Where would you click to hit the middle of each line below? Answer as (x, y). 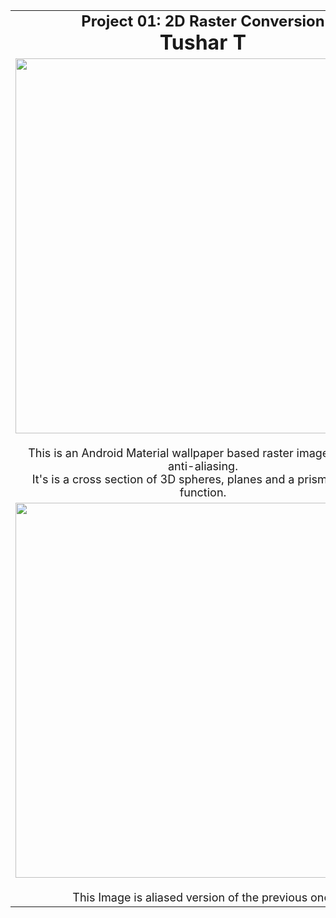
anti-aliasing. (203, 466)
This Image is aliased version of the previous (190, 897)
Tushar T (203, 42)
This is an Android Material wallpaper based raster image (179, 453)
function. (203, 492)
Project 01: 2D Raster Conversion (203, 21)
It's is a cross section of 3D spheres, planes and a (163, 479)
